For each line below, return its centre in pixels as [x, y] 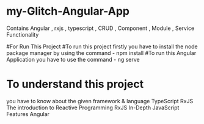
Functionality [23, 34]
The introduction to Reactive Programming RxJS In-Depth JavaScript [93, 108]
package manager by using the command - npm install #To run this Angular [101, 53]
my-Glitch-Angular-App [68, 11]
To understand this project [75, 84]
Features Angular [28, 114]
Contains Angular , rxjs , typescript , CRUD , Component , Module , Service [100, 28]
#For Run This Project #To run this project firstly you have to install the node [102, 46]
